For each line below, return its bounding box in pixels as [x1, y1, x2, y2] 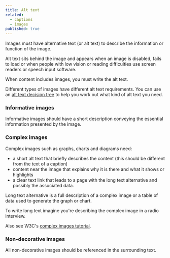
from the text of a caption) [12, 161, 67, 167]
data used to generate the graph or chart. [5, 197, 92, 204]
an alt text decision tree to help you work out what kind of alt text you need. [5, 92, 163, 98]
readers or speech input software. [5, 67, 77, 73]
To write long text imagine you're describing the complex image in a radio [5, 207, 159, 214]
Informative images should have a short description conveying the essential [5, 116, 163, 122]
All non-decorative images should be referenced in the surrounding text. [5, 247, 156, 253]
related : [5, 12, 24, 17]
